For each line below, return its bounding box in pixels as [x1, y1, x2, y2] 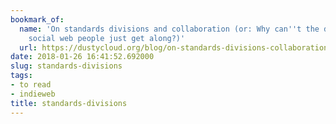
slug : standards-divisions [10, 61, 123, 71]
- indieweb [10, 89, 56, 99]
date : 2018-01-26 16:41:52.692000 [10, 52, 155, 62]
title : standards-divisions [10, 98, 128, 108]
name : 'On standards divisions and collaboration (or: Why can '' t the [19, 24, 320, 34]
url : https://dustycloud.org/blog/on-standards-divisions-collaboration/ [19, 42, 333, 53]
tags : [10, 71, 33, 81]
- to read [10, 80, 52, 90]
